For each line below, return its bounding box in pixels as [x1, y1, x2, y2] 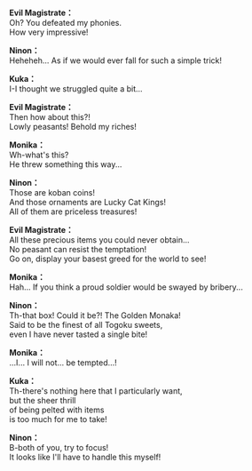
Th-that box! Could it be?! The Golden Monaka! [9, 310, 182, 321]
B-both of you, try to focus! [9, 443, 109, 453]
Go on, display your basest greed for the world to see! [9, 253, 207, 264]
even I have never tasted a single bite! [9, 329, 148, 339]
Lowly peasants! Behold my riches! [9, 122, 138, 132]
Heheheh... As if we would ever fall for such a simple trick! [9, 55, 222, 66]
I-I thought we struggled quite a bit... [9, 84, 144, 94]
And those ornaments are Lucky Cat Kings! [9, 197, 167, 208]
